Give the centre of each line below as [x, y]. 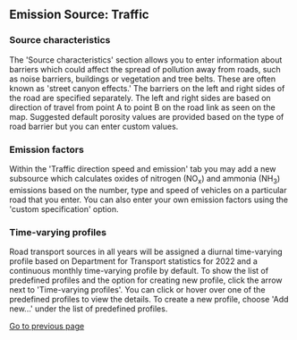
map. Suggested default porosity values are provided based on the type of [147, 116]
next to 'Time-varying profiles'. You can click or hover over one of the [137, 290]
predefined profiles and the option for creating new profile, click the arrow [146, 280]
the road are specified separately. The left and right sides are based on [140, 98]
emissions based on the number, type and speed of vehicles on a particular [148, 190]
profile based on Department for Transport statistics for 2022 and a [133, 261]
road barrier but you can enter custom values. [94, 126]
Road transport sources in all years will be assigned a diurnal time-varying [146, 252]
